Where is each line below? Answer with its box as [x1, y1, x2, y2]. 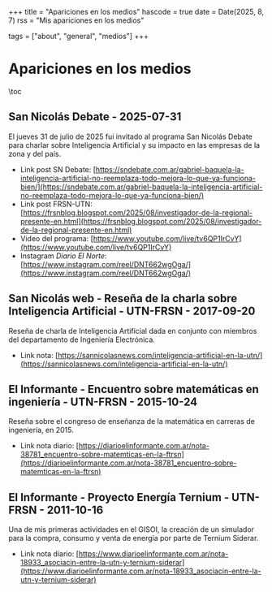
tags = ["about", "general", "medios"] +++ [8, 32, 149, 41]
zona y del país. [8, 149, 62, 158]
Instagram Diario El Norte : [19, 251, 107, 261]
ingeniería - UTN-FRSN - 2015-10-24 [8, 395, 197, 408]
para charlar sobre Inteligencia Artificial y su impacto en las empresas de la [8, 140, 261, 149]
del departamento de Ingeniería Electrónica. [8, 335, 156, 344]
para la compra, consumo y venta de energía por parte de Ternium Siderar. [8, 534, 259, 543]
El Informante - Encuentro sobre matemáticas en [8, 382, 260, 396]
